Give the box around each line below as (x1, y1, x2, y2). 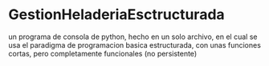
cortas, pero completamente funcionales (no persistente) (8, 49, 198, 58)
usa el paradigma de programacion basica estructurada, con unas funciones (8, 40, 261, 49)
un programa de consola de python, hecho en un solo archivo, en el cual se (8, 32, 258, 41)
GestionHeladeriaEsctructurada (8, 6, 225, 24)
